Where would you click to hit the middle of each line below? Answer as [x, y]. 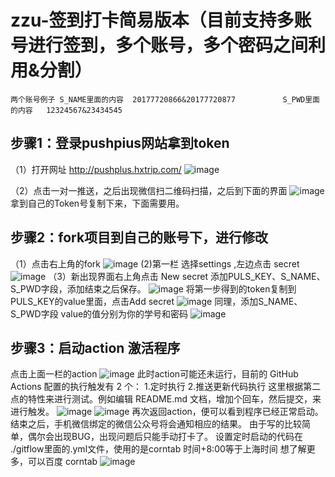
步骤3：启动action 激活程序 [95, 347]
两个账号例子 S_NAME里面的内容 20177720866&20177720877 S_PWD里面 [165, 99]
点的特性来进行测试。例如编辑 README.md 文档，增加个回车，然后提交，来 [166, 399]
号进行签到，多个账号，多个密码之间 [159, 45]
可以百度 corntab [62, 462]
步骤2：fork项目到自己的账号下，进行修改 [139, 237]
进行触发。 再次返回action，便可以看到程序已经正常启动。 [167, 412]
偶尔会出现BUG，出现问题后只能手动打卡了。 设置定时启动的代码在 [165, 437]
